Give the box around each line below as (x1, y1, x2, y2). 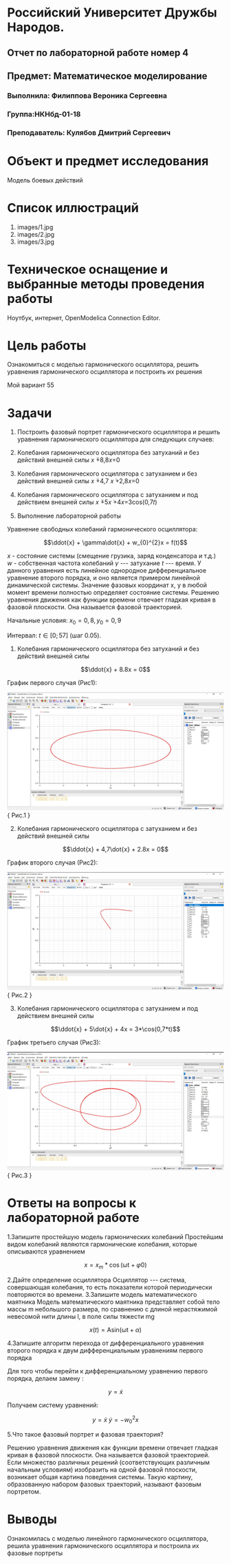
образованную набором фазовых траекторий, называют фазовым (7, 1480, 201, 1488)
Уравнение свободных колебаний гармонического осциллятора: (7, 525, 198, 533)
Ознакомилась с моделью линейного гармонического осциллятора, (7, 1534, 208, 1543)
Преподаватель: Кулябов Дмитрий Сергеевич (7, 127, 170, 137)
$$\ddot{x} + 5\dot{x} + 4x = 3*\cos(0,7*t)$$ (50, 1025, 181, 1033)
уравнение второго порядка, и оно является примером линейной (7, 573, 201, 582)
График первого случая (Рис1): (7, 679, 98, 687)
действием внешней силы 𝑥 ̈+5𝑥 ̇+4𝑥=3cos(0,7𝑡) (16, 498, 157, 507)
